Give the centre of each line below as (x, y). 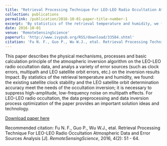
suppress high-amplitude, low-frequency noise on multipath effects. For (79, 93)
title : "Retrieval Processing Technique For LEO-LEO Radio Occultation (81, 10)
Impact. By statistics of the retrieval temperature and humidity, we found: (80, 77)
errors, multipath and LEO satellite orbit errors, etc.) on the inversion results (83, 72)
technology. (17, 108)
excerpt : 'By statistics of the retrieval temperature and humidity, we (82, 24)
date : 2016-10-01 (23, 28)
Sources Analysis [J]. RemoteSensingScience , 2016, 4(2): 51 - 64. (72, 138)
